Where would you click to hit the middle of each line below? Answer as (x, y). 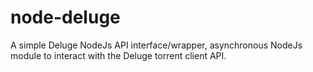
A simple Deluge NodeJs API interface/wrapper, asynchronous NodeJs (156, 45)
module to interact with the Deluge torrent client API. (118, 55)
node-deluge (65, 17)
